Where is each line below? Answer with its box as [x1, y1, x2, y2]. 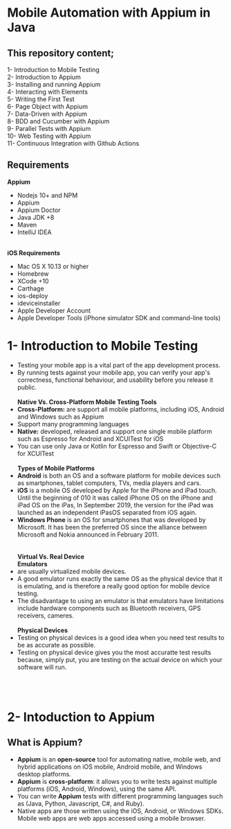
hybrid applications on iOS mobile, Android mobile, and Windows [17, 762, 203, 771]
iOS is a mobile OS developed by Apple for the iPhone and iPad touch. [17, 486, 217, 494]
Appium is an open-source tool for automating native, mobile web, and [17, 755, 221, 763]
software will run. [17, 663, 67, 671]
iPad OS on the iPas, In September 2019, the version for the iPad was [17, 500, 214, 509]
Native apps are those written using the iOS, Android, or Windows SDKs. [17, 806, 223, 815]
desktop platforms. [17, 769, 71, 778]
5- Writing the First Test [7, 95, 75, 103]
